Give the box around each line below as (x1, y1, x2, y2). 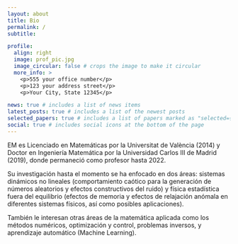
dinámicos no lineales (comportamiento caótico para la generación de (7, 177, 212, 185)
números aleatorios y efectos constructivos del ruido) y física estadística (7, 185, 220, 193)
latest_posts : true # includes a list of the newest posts (7, 108, 186, 115)
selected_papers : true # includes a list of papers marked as (7, 115, 195, 122)
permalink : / (7, 23, 46, 30)
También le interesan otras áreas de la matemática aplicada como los (7, 213, 210, 221)
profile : (7, 43, 33, 50)
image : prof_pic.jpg (13, 56, 74, 64)
